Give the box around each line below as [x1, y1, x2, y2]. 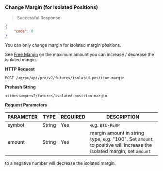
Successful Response [16, 15, 61, 21]
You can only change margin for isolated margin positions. [5, 42, 121, 48]
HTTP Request [5, 66, 35, 72]
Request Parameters [5, 102, 48, 108]
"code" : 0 [14, 29, 34, 34]
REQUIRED [60, 113, 86, 120]
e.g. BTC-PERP [90, 121, 120, 128]
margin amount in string [90, 129, 145, 136]
